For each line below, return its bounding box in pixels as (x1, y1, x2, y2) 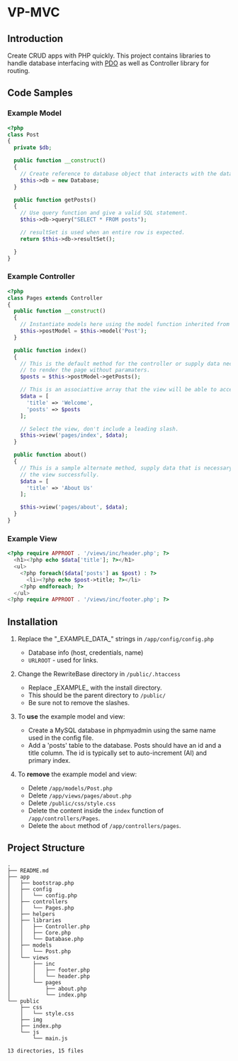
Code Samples (7, 87, 73, 99)
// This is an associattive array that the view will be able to (20, 386, 217, 393)
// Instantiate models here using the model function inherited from (20, 321, 230, 328)
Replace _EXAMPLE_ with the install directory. (28, 683, 162, 692)
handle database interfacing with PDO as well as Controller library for (7, 59, 210, 67)
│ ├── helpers (7, 910, 55, 918)
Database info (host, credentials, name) (28, 648, 144, 657)
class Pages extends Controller (7, 294, 103, 302)
